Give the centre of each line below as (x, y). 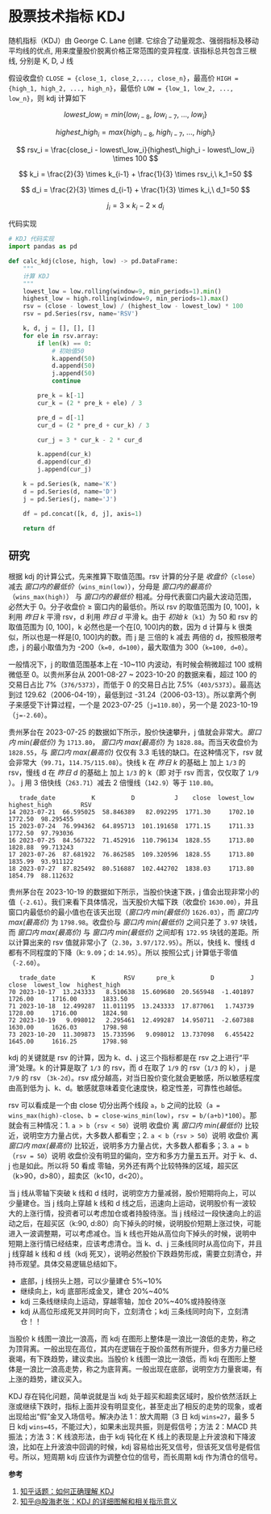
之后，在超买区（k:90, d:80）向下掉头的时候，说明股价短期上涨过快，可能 (138, 1224)
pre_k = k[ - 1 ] (61, 396)
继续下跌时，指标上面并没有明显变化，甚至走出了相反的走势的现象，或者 (142, 1406)
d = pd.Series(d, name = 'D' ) (70, 491)
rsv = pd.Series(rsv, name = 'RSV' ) (81, 314)
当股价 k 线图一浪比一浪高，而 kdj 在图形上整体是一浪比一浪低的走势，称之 (132, 1338)
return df (40, 528)
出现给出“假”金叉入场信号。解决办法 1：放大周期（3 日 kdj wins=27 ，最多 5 (132, 1417)
